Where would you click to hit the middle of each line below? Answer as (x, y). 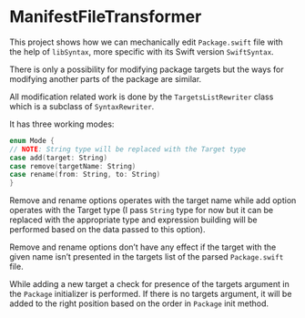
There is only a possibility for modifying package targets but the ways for (147, 69)
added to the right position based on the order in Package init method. (139, 303)
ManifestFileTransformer (106, 17)
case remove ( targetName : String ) (73, 166)
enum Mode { (32, 140)
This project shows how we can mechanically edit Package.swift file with (147, 42)
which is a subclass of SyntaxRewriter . (82, 106)
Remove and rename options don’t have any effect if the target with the (143, 247)
